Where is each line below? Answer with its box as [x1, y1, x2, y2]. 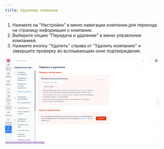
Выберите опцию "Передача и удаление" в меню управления [12, 32, 142, 38]
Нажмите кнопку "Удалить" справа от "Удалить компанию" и [12, 43, 141, 48]
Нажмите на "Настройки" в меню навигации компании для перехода [12, 22, 158, 28]
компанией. [12, 37, 37, 43]
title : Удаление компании [5, 8, 58, 13]
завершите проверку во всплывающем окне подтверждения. [12, 48, 141, 54]
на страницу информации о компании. [12, 27, 93, 33]
